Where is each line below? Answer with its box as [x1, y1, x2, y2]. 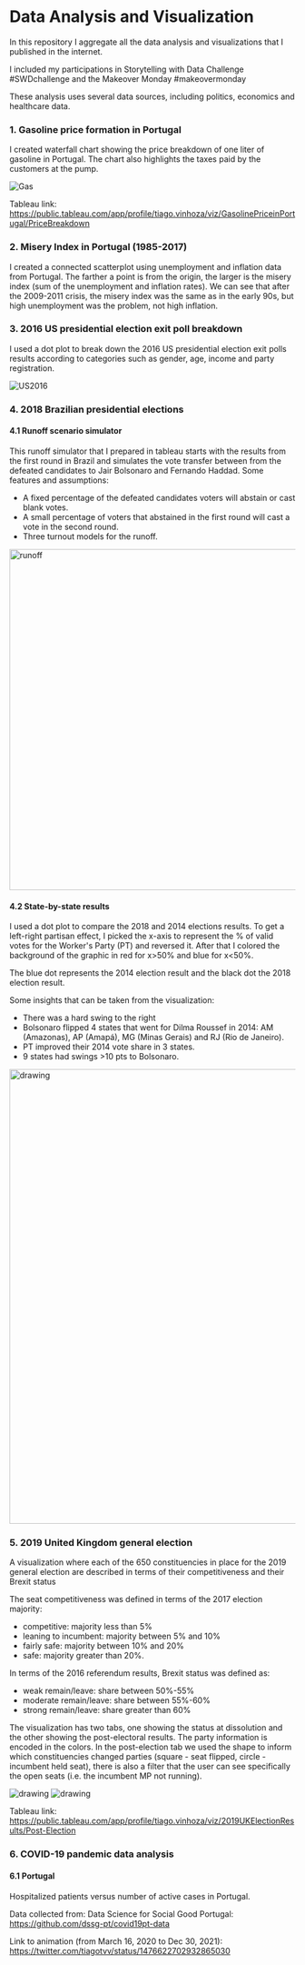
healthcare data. [9, 100, 71, 111]
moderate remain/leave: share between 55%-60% [22, 1695, 211, 1706]
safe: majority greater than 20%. [22, 1650, 144, 1661]
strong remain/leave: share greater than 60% [22, 1705, 192, 1716]
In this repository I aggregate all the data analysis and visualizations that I [9, 36, 284, 47]
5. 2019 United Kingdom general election [9, 1537, 193, 1549]
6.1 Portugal [9, 1870, 55, 1881]
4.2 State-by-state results [9, 900, 111, 911]
